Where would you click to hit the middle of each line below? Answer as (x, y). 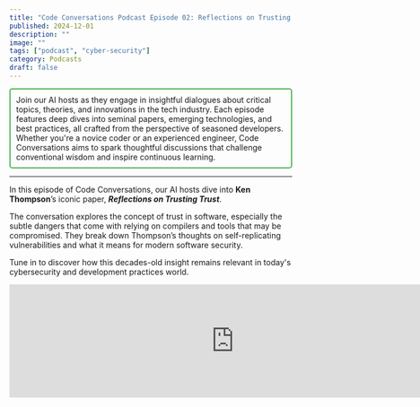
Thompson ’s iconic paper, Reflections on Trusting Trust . (116, 199)
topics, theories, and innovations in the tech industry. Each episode (140, 109)
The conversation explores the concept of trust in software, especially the (146, 216)
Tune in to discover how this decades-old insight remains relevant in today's (150, 262)
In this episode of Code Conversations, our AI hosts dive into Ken (130, 189)
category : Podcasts (46, 59)
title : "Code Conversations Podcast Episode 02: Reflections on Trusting (150, 17)
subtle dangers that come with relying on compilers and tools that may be (145, 226)
